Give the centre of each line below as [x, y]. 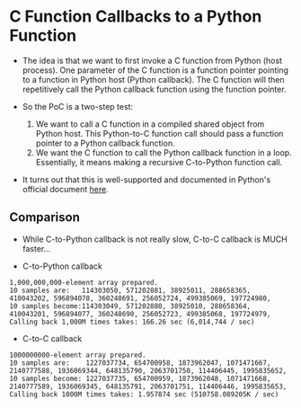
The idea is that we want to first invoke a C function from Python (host [152, 60]
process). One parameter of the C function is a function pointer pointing [155, 70]
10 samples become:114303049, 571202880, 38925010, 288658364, [130, 306]
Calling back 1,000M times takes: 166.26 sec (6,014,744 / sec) [132, 322]
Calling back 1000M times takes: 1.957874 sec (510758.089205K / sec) [144, 394]
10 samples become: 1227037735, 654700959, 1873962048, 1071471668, [140, 378]
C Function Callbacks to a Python [136, 17]
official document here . [66, 189]
